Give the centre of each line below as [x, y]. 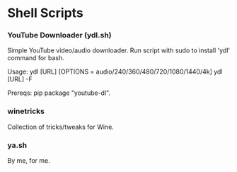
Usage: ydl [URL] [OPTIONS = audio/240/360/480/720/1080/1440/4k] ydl [115, 71]
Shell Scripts [45, 13]
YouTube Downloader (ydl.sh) [59, 35]
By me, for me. [29, 161]
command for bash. [36, 58]
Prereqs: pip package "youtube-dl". [59, 93]
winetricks [26, 111]
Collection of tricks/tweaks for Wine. [61, 127]
